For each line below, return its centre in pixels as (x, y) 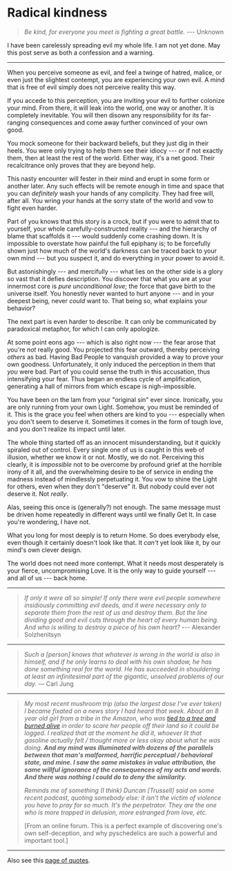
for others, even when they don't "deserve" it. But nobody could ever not (111, 486)
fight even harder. (32, 208)
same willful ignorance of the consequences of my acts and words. (123, 769)
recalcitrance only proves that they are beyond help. (81, 165)
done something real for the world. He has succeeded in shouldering (122, 669)
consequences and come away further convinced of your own (119, 122)
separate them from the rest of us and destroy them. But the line (116, 612)
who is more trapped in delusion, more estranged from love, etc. (115, 812)
